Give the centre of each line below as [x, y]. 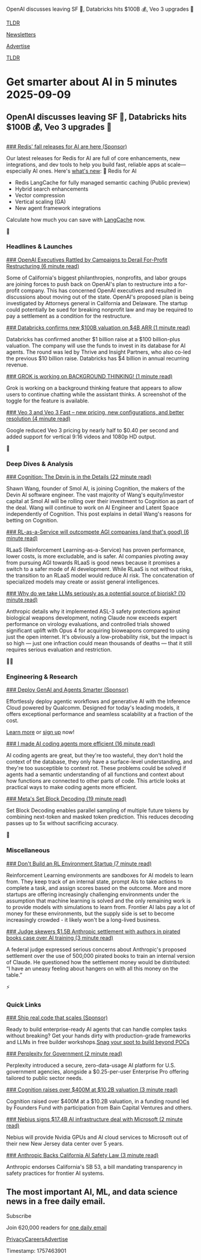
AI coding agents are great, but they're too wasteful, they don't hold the [95, 756]
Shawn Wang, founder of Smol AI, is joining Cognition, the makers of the [95, 489]
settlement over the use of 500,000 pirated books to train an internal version [100, 955]
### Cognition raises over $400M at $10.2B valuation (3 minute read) [92, 1089]
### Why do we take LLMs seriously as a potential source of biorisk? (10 [96, 594]
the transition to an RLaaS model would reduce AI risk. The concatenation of [100, 576]
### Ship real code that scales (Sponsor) [57, 1017]
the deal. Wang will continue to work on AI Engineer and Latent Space [92, 508]
